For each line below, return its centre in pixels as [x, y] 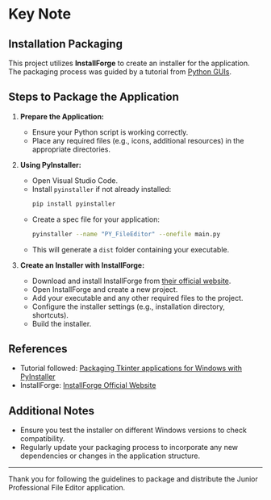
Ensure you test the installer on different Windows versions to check [133, 430]
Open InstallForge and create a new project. [105, 289]
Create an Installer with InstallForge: [82, 265]
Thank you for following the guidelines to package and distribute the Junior [133, 479]
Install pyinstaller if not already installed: [102, 189]
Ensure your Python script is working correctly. [110, 132]
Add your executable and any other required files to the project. [138, 298]
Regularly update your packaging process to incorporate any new [129, 448]
